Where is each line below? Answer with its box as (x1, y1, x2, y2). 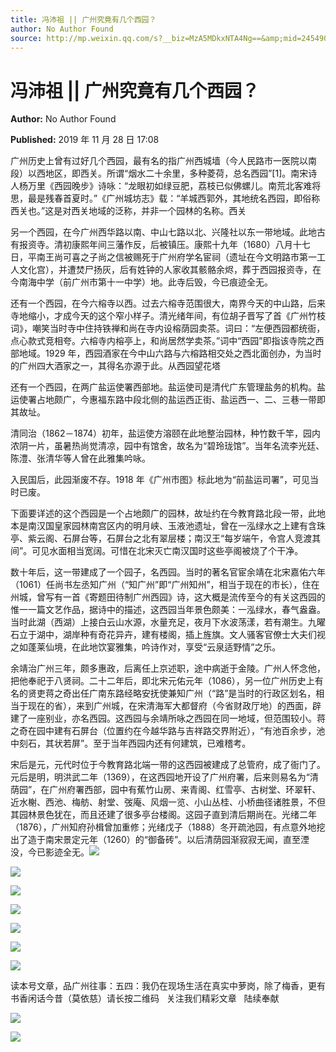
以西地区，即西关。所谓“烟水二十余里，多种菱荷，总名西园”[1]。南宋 (27, 167, 309, 180)
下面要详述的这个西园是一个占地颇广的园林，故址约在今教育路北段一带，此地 (10, 507, 326, 520)
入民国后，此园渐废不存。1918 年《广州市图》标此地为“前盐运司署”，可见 (10, 474, 310, 486)
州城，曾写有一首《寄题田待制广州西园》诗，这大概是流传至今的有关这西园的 (10, 591, 326, 603)
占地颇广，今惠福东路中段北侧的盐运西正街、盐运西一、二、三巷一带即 (36, 394, 326, 406)
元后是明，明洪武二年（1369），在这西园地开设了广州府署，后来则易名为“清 (10, 771, 319, 783)
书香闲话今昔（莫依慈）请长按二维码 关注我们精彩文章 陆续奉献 (10, 992, 280, 1005)
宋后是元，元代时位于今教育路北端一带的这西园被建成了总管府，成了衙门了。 (10, 759, 326, 771)
